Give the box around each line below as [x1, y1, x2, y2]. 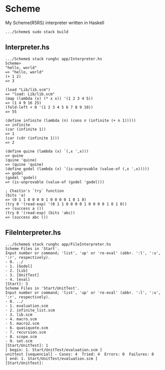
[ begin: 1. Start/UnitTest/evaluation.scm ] [5, 347, 102, 352]
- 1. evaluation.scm [5, 303, 49, 308]
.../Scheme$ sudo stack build [5, 29, 69, 34]
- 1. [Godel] [5, 263, 33, 269]
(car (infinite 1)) [5, 127, 46, 132]
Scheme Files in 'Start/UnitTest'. [5, 286, 80, 291]
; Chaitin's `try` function [5, 188, 64, 194]
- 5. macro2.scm [5, 321, 39, 326]
